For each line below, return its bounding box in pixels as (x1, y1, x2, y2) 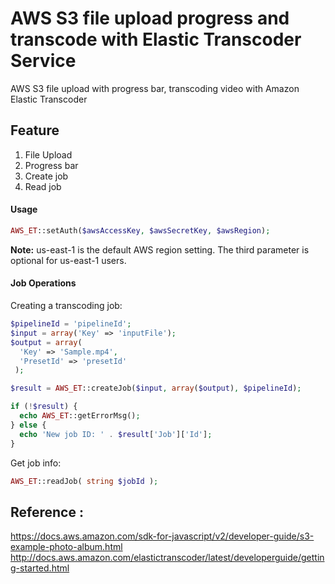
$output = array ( (10, 337, 83, 347)
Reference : (10, 503, 84, 521)
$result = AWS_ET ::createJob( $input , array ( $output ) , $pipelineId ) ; (10, 383, 302, 394)
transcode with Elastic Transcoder (10, 28, 302, 51)
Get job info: (10, 457, 62, 469)
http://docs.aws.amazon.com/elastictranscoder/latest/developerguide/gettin (10, 552, 325, 564)
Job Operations (10, 277, 77, 289)
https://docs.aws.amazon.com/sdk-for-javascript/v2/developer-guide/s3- (10, 530, 315, 542)
